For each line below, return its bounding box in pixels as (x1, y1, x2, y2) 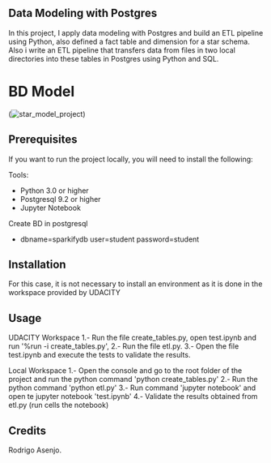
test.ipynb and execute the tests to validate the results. (8, 350, 191, 360)
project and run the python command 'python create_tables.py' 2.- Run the (8, 375, 258, 384)
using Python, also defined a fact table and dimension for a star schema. (8, 36, 251, 46)
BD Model (8, 83, 75, 101)
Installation (8, 257, 66, 271)
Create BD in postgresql (8, 218, 88, 228)
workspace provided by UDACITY (8, 288, 121, 298)
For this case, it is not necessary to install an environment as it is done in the (8, 279, 263, 289)
